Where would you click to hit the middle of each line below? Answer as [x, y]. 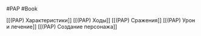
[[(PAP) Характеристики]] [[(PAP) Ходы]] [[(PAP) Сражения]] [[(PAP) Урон [101, 20]
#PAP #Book [22, 9]
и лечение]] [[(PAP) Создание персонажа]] [62, 27]
